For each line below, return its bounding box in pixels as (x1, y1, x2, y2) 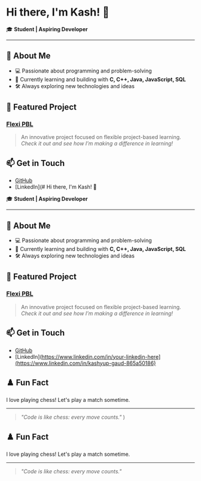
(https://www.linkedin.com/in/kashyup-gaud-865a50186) (14, 359, 156, 367)
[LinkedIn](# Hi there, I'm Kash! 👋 (14, 183, 97, 190)
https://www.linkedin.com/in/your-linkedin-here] (41, 353, 161, 360)
